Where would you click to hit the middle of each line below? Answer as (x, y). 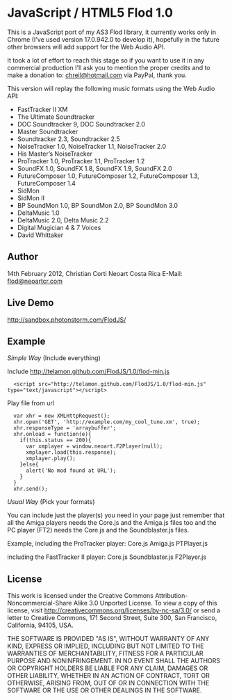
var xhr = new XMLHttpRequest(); (62, 416)
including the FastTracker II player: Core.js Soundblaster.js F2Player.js (107, 557)
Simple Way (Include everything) (54, 358)
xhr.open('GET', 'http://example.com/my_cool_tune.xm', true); (107, 422)
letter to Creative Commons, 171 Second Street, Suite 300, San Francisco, (112, 618)
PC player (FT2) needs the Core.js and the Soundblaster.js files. (98, 530)
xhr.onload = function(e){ (52, 434)
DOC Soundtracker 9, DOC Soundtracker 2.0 (81, 124)
